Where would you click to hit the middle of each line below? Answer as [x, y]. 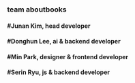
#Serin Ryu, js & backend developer [59, 72]
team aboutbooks [37, 10]
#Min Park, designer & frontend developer [68, 56]
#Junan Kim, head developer [49, 26]
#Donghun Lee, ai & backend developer [64, 41]
